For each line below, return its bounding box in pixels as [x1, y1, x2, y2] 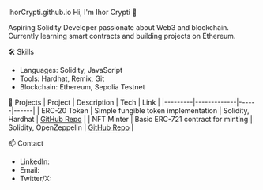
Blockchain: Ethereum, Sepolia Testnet [19, 82, 145, 91]
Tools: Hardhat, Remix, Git [19, 74, 105, 83]
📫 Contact [8, 139, 43, 148]
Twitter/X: [19, 174, 52, 183]
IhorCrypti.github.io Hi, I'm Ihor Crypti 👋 [8, 8, 137, 17]
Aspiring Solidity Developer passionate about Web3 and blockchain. [8, 23, 229, 32]
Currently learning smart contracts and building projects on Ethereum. [8, 32, 236, 40]
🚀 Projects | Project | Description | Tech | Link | [8, 97, 160, 107]
